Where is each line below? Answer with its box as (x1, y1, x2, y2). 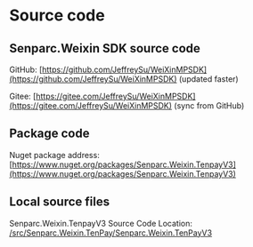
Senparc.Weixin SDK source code (9, 41, 200, 56)
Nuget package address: (9, 149, 100, 160)
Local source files (9, 195, 110, 210)
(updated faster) (178, 74, 239, 84)
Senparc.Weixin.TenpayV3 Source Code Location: (9, 218, 193, 228)
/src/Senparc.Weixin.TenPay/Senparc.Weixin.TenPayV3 (9, 227, 212, 238)
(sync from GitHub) (173, 100, 245, 111)
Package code (9, 126, 90, 141)
